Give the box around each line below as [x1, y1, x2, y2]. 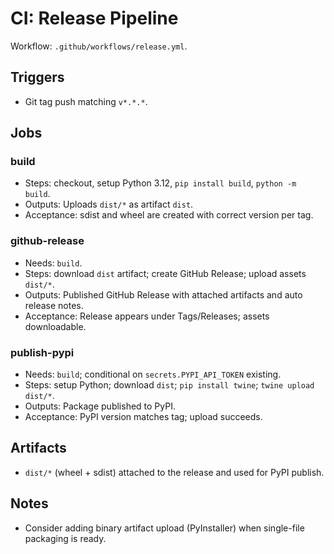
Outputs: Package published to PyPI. [24, 400, 176, 412]
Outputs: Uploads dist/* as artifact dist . [24, 198, 194, 211]
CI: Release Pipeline [10, 7, 179, 30]
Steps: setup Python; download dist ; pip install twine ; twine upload [24, 379, 315, 391]
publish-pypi [10, 345, 75, 359]
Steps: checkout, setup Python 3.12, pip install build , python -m [24, 177, 297, 189]
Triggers [10, 69, 65, 86]
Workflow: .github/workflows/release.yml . [10, 40, 188, 52]
